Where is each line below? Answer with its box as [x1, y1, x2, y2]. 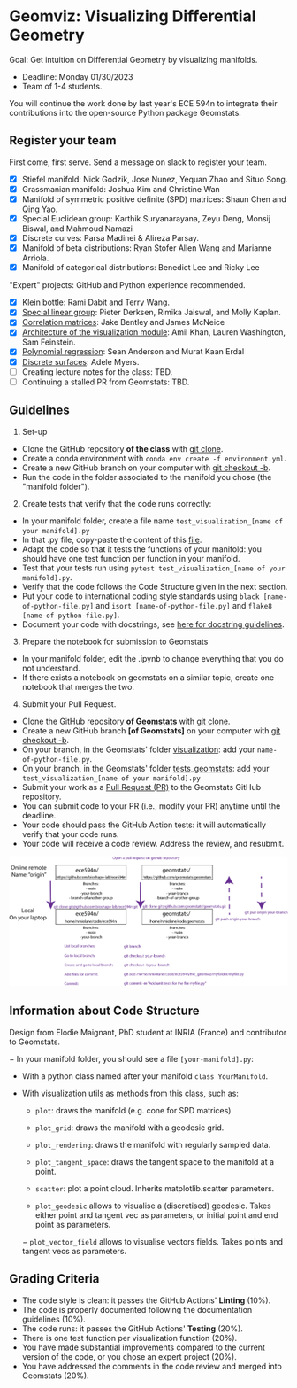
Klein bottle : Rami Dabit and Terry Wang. [21, 297, 171, 307]
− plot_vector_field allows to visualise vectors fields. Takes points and [21, 1236, 284, 1246]
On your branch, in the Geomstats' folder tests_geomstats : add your [21, 763, 270, 773]
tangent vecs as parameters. [21, 1245, 126, 1256]
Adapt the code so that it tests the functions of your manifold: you [21, 543, 263, 554]
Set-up [21, 426, 48, 437]
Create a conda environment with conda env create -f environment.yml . [21, 453, 287, 463]
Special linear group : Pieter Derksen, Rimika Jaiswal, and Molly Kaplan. [21, 307, 281, 318]
